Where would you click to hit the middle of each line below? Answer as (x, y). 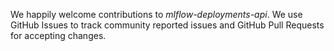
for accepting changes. (58, 35)
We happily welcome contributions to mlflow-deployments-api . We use (156, 14)
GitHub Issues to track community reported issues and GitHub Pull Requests (167, 25)
